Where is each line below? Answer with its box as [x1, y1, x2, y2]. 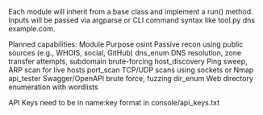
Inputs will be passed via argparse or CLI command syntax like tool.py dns [8, 15, 256, 25]
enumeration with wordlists [8, 82, 98, 92]
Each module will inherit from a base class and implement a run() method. [8, 7, 253, 16]
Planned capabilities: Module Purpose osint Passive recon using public [8, 39, 244, 49]
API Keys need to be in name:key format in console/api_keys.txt [8, 98, 220, 107]
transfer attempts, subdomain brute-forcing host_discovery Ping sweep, [8, 56, 248, 66]
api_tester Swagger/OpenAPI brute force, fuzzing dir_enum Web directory [8, 74, 254, 83]
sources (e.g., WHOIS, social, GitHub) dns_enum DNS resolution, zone [8, 48, 242, 57]
